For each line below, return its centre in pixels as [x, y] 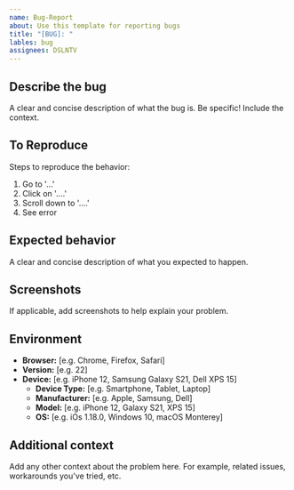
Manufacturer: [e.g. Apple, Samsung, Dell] [114, 398]
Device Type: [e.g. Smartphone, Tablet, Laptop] [123, 389]
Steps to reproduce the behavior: [70, 166]
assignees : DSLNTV [43, 51]
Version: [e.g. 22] [55, 370]
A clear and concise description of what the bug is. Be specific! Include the [147, 108]
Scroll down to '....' [56, 203]
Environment [46, 339]
